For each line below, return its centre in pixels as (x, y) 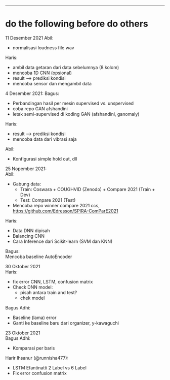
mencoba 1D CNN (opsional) (42, 73)
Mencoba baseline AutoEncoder (39, 257)
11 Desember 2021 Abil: (29, 38)
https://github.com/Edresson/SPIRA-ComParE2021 (65, 211)
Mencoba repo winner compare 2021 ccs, (56, 205)
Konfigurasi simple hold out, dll (45, 159)
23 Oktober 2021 (23, 333)
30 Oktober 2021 (23, 266)
